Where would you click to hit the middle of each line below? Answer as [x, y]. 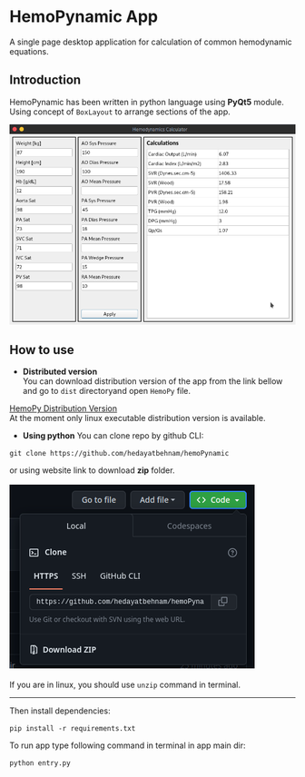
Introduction [45, 80]
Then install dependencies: [60, 711]
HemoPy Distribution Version [64, 408]
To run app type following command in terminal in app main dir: [128, 745]
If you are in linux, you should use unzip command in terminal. [125, 685]
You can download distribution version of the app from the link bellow [152, 381]
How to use [42, 350]
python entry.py [40, 763]
